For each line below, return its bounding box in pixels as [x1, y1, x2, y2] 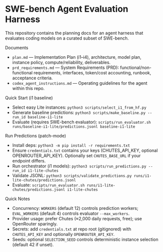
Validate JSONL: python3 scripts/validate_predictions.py [12, 172, 132, 178]
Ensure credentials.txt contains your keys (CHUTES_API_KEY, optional [12, 147, 158, 153]
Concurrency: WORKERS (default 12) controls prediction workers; [12, 205, 139, 211]
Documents [5, 45, 28, 50]
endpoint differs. [12, 158, 46, 163]
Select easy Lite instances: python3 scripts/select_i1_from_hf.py [12, 104, 147, 110]
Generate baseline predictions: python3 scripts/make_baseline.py [12, 109, 146, 115]
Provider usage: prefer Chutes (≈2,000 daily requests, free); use [12, 215, 142, 221]
